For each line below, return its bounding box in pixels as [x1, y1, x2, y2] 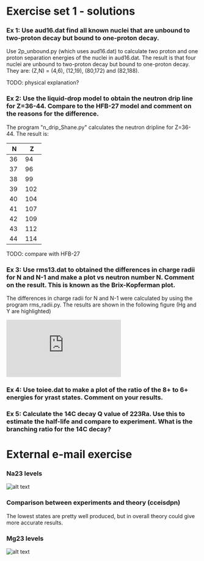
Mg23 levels [6, 534, 44, 543]
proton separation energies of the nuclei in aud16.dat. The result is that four [6, 54, 197, 62]
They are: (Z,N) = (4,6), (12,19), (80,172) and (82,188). [6, 67, 139, 75]
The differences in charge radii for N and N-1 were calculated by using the [6, 295, 193, 302]
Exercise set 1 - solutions [6, 4, 136, 18]
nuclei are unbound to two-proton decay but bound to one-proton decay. [6, 61, 191, 68]
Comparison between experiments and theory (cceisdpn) [6, 499, 181, 507]
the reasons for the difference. [6, 110, 99, 118]
